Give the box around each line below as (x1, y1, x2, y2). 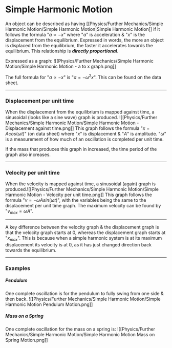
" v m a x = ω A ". (5, 208, 34, 215)
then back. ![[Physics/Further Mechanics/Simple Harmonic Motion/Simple (5, 296, 161, 302)
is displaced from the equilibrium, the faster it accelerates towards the (5, 42, 153, 48)
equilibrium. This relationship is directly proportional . (5, 48, 119, 54)
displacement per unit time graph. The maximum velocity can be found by (5, 203, 161, 209)
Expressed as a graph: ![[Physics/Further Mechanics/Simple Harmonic (5, 57, 154, 64)
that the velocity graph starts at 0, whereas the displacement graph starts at (5, 229, 166, 236)
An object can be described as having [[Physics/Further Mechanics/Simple (5, 21, 164, 27)
